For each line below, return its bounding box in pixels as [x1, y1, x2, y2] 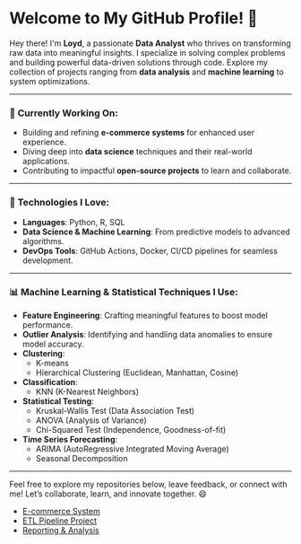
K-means [35, 357, 70, 368]
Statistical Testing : [21, 395, 94, 407]
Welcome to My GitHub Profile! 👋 [9, 8, 258, 29]
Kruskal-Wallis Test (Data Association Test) [35, 405, 195, 416]
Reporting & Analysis [21, 524, 100, 535]
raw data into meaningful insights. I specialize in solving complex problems [9, 47, 286, 57]
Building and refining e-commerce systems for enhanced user [21, 127, 255, 138]
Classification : [21, 376, 78, 387]
